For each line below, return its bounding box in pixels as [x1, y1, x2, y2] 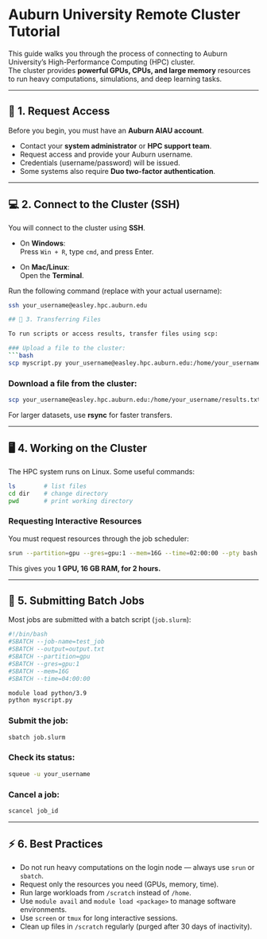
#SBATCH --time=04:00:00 [8, 674, 91, 682]
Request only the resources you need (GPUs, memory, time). [19, 879, 219, 889]
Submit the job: [8, 715, 69, 726]
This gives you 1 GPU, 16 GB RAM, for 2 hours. [8, 563, 161, 573]
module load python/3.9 [8, 689, 87, 697]
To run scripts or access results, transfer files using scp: [8, 330, 219, 338]
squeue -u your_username [8, 770, 91, 778]
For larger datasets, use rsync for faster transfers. [8, 410, 172, 419]
